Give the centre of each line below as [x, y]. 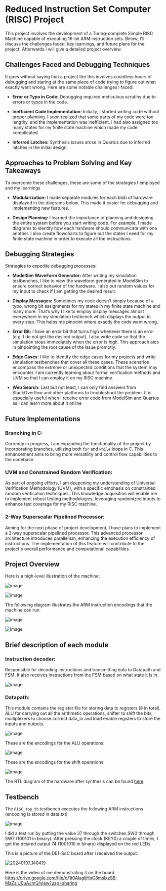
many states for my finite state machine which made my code [75, 127]
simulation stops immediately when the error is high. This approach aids [85, 342]
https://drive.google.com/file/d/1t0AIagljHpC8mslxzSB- [61, 878]
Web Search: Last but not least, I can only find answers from [74, 387]
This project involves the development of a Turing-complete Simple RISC [79, 33]
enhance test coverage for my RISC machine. [51, 504]
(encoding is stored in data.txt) [36, 814]
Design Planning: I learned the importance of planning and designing [83, 217]
